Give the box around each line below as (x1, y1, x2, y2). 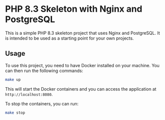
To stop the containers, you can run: (5, 100, 79, 106)
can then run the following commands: (5, 68, 83, 73)
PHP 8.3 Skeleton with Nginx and (5, 3, 143, 15)
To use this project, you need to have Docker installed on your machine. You (5, 62, 160, 68)
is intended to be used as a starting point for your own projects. (5, 35, 134, 41)
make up (5, 77, 21, 82)
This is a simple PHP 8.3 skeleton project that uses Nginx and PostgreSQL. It (5, 30, 160, 36)
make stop (5, 110, 26, 115)
